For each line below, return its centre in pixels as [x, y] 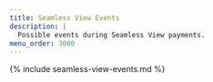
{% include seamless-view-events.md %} [87, 69]
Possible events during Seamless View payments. [112, 35]
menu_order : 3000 [42, 43]
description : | [38, 26]
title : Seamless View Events [65, 18]
